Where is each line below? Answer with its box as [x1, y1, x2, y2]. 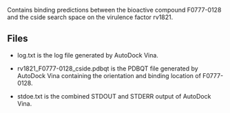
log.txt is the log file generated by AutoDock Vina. [17, 51, 158, 59]
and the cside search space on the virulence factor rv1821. [7, 13, 174, 21]
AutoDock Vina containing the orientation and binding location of [17, 71, 202, 79]
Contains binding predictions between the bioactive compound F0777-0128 [7, 6, 222, 14]
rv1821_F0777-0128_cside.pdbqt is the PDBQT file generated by [17, 64, 198, 73]
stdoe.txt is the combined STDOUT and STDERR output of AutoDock [17, 92, 211, 100]
